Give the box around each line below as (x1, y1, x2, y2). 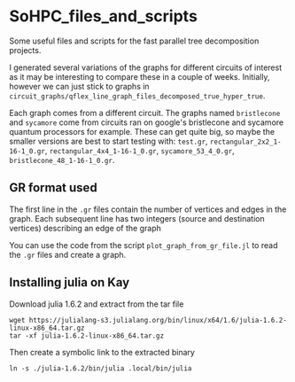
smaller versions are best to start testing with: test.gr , (9, 136, 208, 146)
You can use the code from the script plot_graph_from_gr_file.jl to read (9, 239, 278, 250)
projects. (9, 44, 42, 55)
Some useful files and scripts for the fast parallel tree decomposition (9, 35, 260, 46)
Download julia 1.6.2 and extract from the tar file (9, 299, 184, 309)
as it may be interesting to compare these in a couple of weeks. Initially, (9, 71, 270, 82)
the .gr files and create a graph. (9, 249, 127, 260)
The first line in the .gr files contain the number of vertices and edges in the (9, 204, 287, 214)
